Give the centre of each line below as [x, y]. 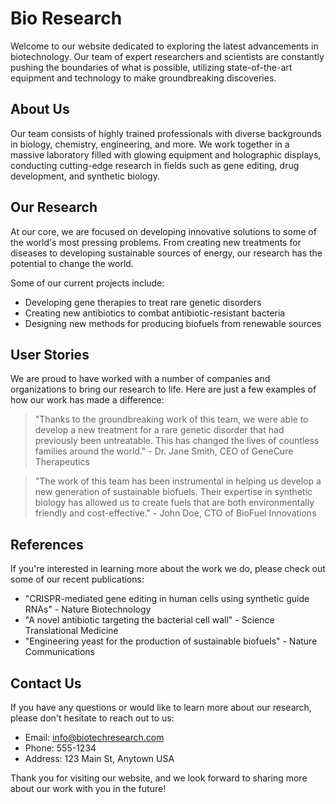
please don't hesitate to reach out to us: [92, 718]
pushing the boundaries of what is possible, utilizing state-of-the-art [151, 67]
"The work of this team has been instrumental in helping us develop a [178, 481]
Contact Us [46, 683]
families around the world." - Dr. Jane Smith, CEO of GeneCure [164, 451]
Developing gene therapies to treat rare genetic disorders [143, 302]
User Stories [50, 354]
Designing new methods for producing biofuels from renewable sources [173, 323]
